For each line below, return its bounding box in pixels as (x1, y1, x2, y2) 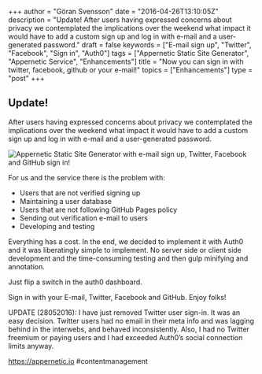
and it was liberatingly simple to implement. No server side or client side (8, 245, 242, 254)
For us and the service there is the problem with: (8, 172, 165, 182)
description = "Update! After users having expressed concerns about (8, 15, 232, 24)
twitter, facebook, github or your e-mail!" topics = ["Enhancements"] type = (8, 65, 253, 74)
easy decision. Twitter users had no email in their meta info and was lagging (8, 316, 254, 325)
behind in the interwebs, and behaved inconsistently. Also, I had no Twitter (8, 324, 250, 334)
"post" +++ (8, 74, 45, 83)
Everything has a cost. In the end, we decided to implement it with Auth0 (8, 236, 244, 246)
